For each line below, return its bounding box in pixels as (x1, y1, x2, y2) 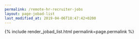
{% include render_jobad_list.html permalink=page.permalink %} (4, 29, 135, 35)
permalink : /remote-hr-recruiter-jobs (4, 7, 83, 12)
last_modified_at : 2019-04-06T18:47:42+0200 (4, 16, 96, 20)
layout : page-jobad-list (4, 11, 55, 16)
